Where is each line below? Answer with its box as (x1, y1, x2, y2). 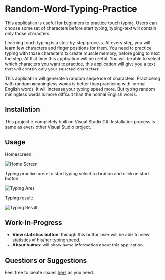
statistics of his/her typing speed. (12, 237, 80, 243)
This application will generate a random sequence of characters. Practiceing (5, 75, 160, 81)
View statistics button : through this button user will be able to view (12, 232, 150, 238)
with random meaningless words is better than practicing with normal (5, 80, 146, 87)
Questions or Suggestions (5, 256, 87, 265)
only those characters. (5, 30, 51, 36)
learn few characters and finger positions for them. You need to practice (5, 45, 152, 51)
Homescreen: (5, 151, 33, 157)
